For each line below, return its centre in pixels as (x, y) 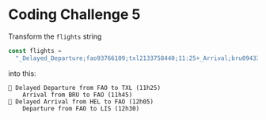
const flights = (35, 51)
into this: (23, 73)
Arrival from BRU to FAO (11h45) (78, 95)
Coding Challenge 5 (74, 15)
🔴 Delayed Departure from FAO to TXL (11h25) (84, 88)
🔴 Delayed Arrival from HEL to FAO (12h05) (81, 101)
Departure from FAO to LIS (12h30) (81, 108)
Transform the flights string (55, 36)
